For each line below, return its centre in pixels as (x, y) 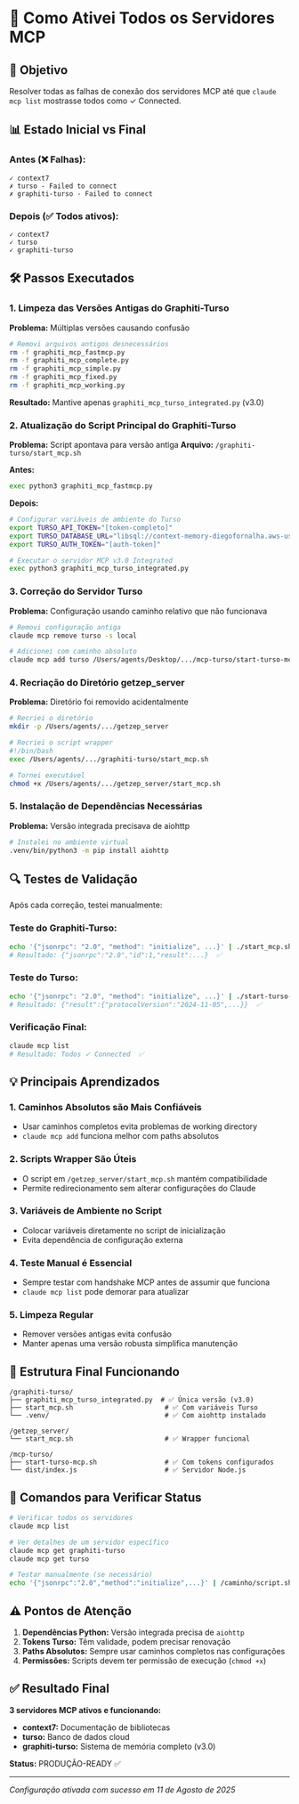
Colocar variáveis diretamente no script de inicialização (124, 1230)
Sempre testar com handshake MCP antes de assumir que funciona (146, 1282)
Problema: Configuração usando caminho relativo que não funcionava (138, 611)
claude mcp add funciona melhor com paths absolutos (121, 1136)
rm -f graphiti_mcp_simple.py (65, 369)
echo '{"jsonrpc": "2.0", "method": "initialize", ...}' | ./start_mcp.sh (151, 947)
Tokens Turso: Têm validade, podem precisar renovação (126, 1641)
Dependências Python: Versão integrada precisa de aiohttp (133, 1632)
